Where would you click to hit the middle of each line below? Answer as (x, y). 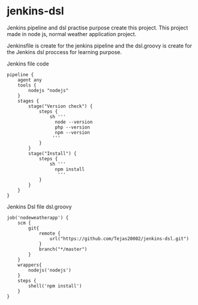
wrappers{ (30, 265)
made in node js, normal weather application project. (72, 34)
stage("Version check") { (61, 106)
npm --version (72, 132)
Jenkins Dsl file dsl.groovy (39, 207)
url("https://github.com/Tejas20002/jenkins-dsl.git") (119, 238)
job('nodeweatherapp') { (38, 217)
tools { (27, 85)
